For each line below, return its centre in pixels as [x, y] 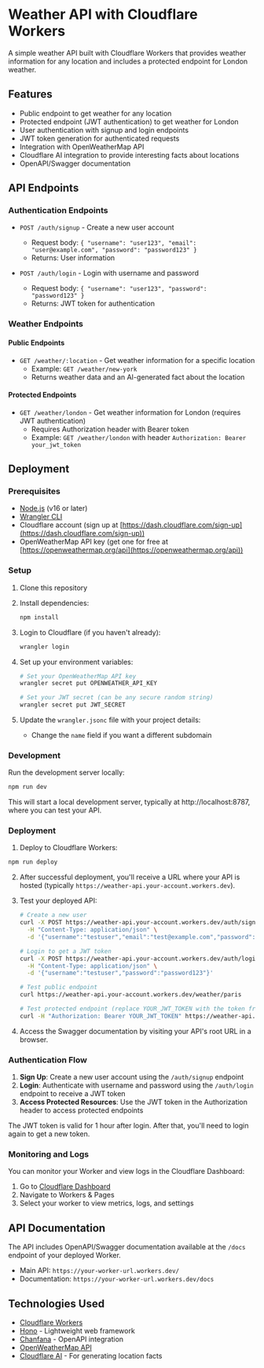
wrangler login [44, 647]
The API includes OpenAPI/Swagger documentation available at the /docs [127, 1247]
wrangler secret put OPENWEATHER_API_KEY [88, 684]
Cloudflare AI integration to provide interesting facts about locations [129, 155]
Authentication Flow [48, 1060]
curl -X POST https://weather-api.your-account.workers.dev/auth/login [139, 959]
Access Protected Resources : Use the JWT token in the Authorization [134, 1102]
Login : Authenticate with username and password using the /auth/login [136, 1085]
